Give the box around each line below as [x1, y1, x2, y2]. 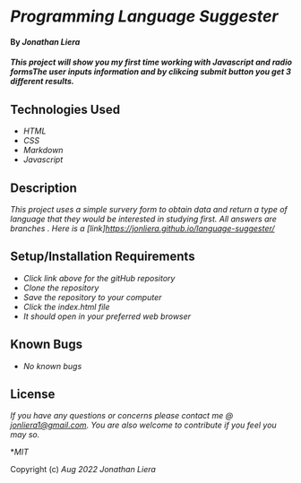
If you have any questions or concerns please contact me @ [10, 410, 234, 421]
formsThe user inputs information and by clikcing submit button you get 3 [10, 66, 292, 77]
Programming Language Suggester [10, 6, 279, 27]
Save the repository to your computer [22, 291, 162, 302]
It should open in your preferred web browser [22, 311, 192, 322]
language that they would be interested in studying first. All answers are [10, 213, 277, 224]
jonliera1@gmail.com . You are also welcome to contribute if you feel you [10, 419, 277, 431]
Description [10, 180, 77, 195]
